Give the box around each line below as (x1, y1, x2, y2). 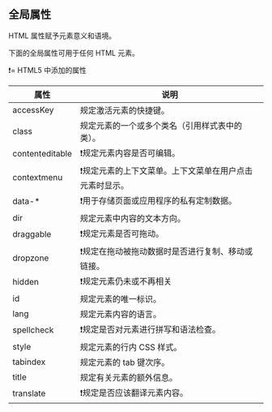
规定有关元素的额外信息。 (79, 371, 178, 383)
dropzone (12, 252, 49, 264)
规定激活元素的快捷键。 (79, 105, 170, 116)
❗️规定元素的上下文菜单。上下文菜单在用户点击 (79, 165, 253, 176)
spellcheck (12, 324, 54, 336)
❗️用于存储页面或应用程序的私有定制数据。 (79, 195, 237, 206)
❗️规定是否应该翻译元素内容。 (79, 387, 189, 398)
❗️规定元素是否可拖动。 (79, 228, 164, 239)
